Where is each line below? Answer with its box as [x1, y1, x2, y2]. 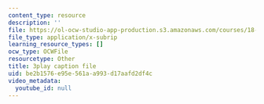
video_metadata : [8, 77, 61, 84]
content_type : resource [8, 11, 86, 20]
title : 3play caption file [8, 63, 97, 70]
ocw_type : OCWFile [8, 48, 68, 56]
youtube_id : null [15, 84, 72, 92]
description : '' [8, 19, 61, 27]
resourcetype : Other [8, 56, 76, 63]
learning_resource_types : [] [8, 41, 104, 48]
